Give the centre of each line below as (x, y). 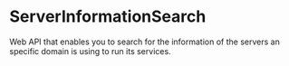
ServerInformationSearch (108, 17)
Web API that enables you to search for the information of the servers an (145, 42)
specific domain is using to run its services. (90, 51)
